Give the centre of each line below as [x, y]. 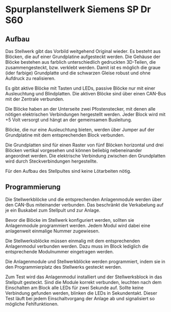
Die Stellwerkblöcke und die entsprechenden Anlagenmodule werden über [83, 199]
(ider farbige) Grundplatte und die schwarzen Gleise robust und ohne [78, 73]
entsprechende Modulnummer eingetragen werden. [59, 251]
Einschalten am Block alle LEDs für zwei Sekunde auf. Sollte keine [75, 288]
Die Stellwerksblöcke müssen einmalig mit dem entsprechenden [73, 241]
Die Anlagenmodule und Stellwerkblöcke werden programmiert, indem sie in [85, 262]
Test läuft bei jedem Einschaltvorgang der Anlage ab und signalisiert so [80, 298]
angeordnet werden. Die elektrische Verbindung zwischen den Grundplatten [86, 156]
